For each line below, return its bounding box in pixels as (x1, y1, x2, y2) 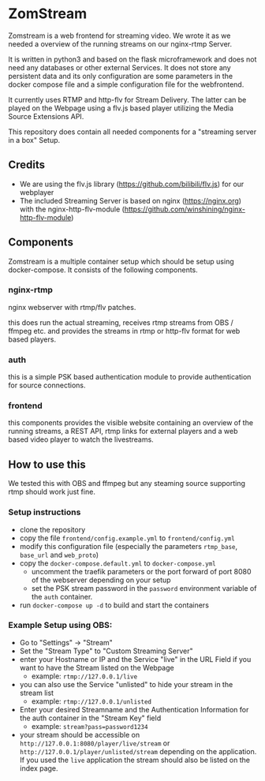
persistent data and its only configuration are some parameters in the (8, 71, 233, 80)
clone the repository (19, 525, 86, 534)
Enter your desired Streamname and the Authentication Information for (19, 704, 249, 714)
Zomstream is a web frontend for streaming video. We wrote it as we (8, 31, 231, 40)
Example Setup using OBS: (8, 620, 113, 631)
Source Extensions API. (8, 111, 84, 121)
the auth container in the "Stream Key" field (19, 713, 162, 723)
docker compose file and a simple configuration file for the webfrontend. (8, 80, 244, 89)
